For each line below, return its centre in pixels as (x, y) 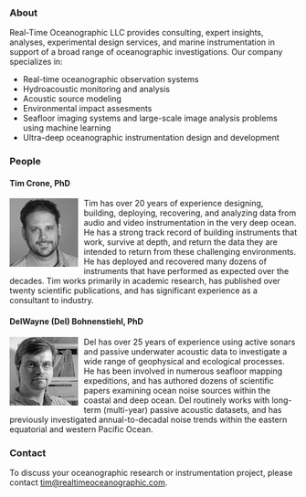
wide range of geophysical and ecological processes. (184, 361)
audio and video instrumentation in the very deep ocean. (190, 223)
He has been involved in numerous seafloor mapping (183, 371)
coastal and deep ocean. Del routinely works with (177, 400)
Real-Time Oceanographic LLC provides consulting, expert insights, (137, 33)
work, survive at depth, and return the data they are (181, 242)
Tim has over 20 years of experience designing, (174, 204)
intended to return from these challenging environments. (190, 252)
